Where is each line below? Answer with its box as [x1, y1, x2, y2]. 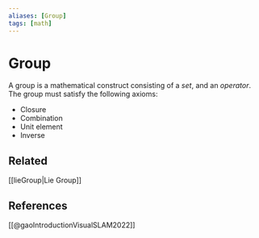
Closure [19, 105, 47, 115]
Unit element [19, 122, 63, 132]
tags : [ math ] [8, 19, 52, 27]
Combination [19, 114, 63, 123]
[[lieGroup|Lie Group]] [8, 175, 82, 186]
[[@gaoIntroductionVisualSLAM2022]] [8, 220, 136, 230]
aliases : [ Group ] [8, 11, 67, 20]
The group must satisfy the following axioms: [8, 90, 158, 99]
